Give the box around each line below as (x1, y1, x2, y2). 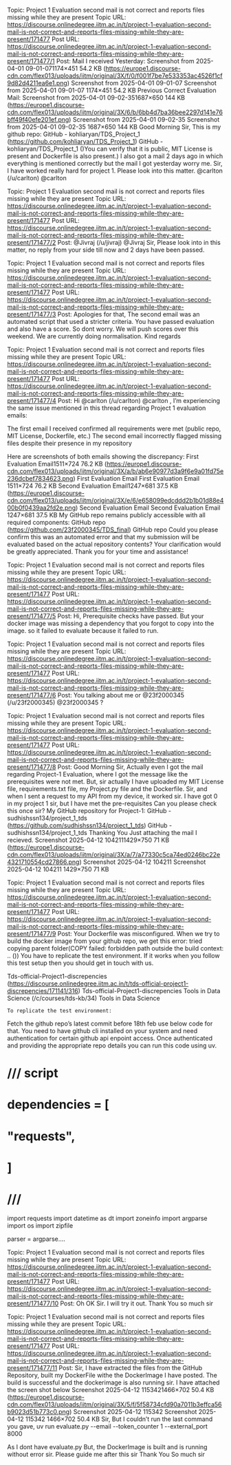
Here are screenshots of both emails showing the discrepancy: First (7, 453, 199, 460)
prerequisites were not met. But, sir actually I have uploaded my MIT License (7, 777, 224, 785)
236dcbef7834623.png (7, 475, 74, 482)
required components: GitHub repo (7, 519, 107, 526)
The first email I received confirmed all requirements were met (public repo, (7, 424, 221, 433)
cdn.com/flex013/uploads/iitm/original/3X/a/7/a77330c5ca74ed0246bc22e (7, 851, 221, 858)
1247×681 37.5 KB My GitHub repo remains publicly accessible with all (7, 511, 206, 519)
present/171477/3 (7, 310, 56, 318)
